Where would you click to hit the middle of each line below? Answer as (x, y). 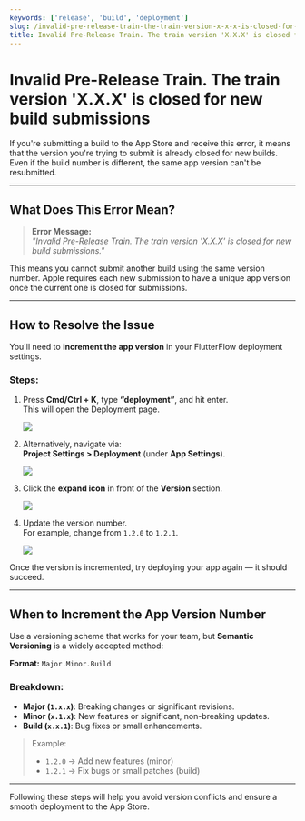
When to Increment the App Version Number (138, 614)
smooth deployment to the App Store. (79, 806)
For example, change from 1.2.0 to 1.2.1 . (100, 533)
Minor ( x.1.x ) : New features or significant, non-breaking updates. (146, 716)
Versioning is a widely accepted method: (87, 646)
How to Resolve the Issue (83, 325)
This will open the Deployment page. (91, 409)
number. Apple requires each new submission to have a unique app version (150, 278)
